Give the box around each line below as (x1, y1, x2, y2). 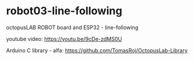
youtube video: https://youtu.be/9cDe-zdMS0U (6, 35, 122, 42)
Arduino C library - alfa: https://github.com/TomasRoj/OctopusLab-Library (6, 46, 188, 54)
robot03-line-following (6, 4, 123, 18)
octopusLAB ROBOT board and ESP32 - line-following (6, 24, 139, 31)
